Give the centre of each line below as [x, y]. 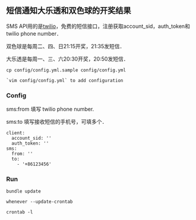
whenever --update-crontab [39, 202]
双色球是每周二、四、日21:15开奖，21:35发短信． [66, 46]
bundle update [24, 191]
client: [16, 133]
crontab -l [20, 212]
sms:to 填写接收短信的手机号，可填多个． [57, 122]
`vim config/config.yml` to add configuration [65, 80]
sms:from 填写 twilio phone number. [50, 109]
